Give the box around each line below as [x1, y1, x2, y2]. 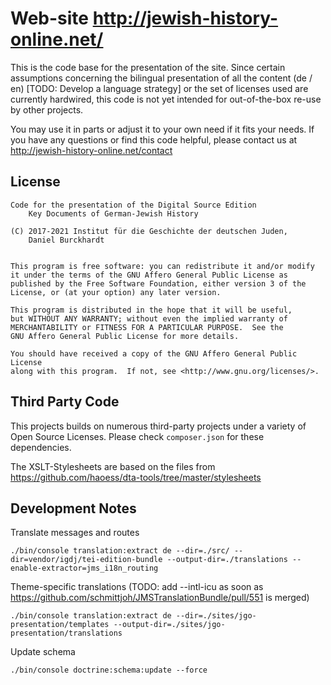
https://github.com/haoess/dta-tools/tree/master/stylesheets [10, 471, 262, 483]
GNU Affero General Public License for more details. [10, 331, 240, 341]
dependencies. [10, 441, 72, 453]
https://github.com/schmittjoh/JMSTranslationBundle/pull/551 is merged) [10, 592, 310, 604]
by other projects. [10, 103, 84, 116]
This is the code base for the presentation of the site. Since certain [10, 61, 286, 73]
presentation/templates [10, 620, 110, 630]
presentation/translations [10, 628, 123, 639]
